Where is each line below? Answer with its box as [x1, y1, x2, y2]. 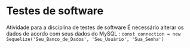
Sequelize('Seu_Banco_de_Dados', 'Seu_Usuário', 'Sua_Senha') [6, 36, 164, 42]
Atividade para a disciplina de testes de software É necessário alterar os [6, 24, 184, 31]
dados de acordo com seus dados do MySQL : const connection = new [6, 30, 181, 37]
